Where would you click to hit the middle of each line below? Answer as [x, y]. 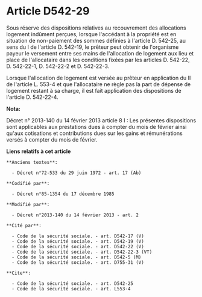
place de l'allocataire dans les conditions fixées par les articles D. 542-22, [98, 60]
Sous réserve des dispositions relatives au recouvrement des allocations [96, 28]
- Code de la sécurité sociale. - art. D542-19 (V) [78, 241]
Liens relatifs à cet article [39, 151]
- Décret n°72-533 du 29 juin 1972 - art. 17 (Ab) [77, 173]
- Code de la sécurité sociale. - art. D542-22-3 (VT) [82, 252]
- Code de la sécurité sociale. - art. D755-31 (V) [78, 262]
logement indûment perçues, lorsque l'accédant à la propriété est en [91, 34]
